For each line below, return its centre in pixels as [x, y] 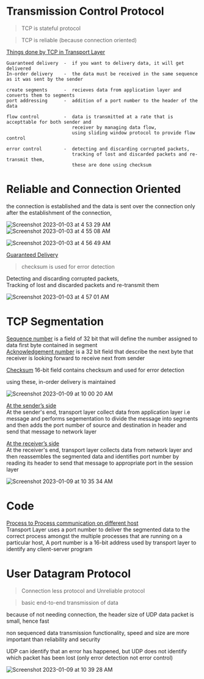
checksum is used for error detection [68, 266]
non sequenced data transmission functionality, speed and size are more [98, 632]
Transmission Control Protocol [85, 11]
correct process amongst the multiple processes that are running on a [94, 536]
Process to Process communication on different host [72, 523]
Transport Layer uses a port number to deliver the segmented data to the [98, 529]
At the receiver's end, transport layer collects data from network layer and [99, 450]
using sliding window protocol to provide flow [133, 133]
